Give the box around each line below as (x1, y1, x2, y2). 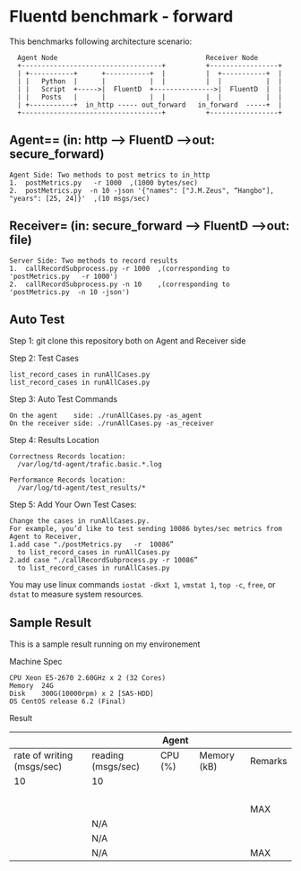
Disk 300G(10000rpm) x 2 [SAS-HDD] (9, 689, 154, 699)
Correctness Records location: (9, 452, 126, 461)
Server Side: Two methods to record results (9, 256, 178, 266)
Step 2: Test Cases (9, 353, 79, 364)
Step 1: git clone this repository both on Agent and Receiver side (9, 335, 246, 346)
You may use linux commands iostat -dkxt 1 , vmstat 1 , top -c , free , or (9, 579, 276, 590)
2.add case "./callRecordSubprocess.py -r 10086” (9, 556, 199, 565)
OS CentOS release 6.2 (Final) (9, 697, 126, 706)
